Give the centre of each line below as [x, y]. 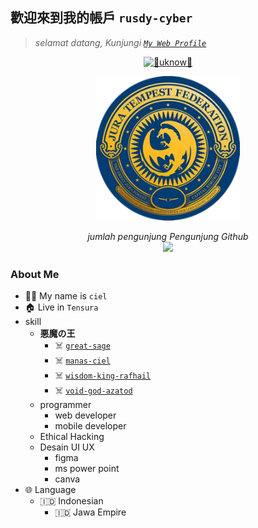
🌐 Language [50, 490]
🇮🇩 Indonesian [71, 501]
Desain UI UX [67, 447]
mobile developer [90, 426]
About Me [35, 274]
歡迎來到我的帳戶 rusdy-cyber [101, 18]
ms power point [87, 469]
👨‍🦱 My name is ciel [66, 296]
